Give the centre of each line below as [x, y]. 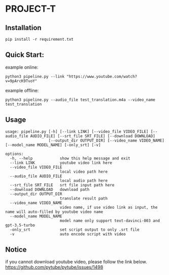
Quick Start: [25, 55]
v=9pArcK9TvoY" [21, 81]
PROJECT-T [31, 9]
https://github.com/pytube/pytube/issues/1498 [54, 267]
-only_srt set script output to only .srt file [75, 230]
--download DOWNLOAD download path [50, 189]
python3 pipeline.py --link [35, 76]
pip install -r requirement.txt [39, 39]
